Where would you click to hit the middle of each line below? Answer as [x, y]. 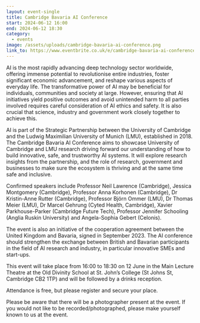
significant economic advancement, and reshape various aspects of [89, 80]
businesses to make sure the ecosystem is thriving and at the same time [95, 168]
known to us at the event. [37, 315]
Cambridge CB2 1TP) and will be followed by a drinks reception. [84, 279]
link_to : [17, 51]
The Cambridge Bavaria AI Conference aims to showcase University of [93, 142]
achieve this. [22, 118]
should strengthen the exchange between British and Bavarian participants [98, 242]
